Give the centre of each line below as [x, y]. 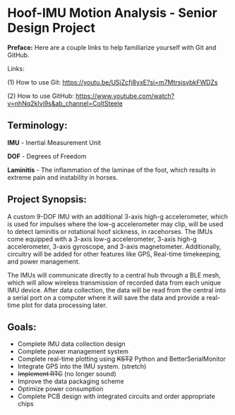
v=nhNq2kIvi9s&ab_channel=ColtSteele [65, 103]
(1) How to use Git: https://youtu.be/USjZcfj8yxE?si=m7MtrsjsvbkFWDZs [113, 82]
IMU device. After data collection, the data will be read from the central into [117, 290]
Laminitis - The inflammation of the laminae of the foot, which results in [112, 170]
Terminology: [37, 126]
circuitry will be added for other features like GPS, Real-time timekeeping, [114, 254]
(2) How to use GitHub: [41, 96]
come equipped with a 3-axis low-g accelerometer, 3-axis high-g [102, 239]
